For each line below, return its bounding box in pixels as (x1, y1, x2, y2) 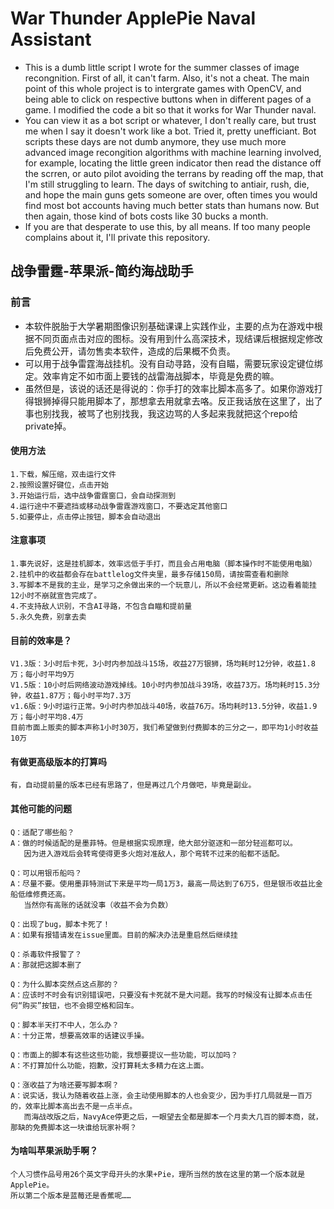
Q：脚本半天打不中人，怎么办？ (10, 1020, 120, 1030)
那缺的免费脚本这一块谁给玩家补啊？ (10, 1122, 138, 1132)
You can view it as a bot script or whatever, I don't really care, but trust (24, 114, 317, 126)
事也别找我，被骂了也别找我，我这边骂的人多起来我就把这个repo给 (24, 407, 298, 419)
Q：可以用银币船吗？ (10, 868, 83, 878)
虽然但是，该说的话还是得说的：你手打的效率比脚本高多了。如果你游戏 (24, 382, 315, 394)
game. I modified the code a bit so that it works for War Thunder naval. (24, 103, 317, 116)
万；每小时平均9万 (10, 670, 75, 680)
